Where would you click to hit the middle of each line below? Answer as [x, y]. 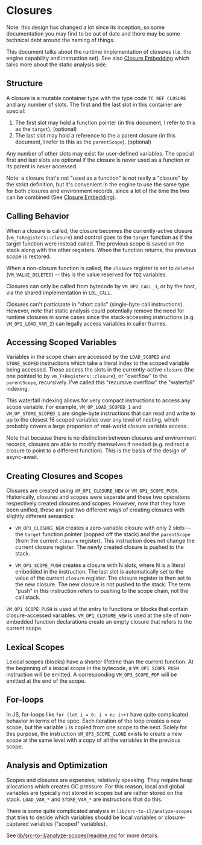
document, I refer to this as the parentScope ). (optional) [83, 142]
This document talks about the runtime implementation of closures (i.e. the [99, 51]
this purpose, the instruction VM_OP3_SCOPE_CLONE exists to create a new [94, 733]
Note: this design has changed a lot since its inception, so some [85, 27]
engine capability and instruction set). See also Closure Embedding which [98, 58]
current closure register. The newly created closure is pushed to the [99, 547]
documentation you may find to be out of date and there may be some [93, 33]
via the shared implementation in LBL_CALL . [59, 293]
